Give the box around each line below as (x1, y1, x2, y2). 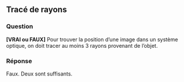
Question (6, 22, 34, 31)
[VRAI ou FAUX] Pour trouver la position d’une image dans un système (6, 35, 179, 43)
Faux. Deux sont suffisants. (6, 70, 73, 77)
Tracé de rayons (6, 5, 67, 15)
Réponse (6, 57, 33, 65)
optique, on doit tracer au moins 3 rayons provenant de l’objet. (6, 42, 158, 49)
